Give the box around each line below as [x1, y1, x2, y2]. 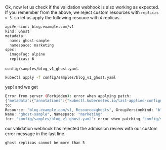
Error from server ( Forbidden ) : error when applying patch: [5, 94, 132, 99]
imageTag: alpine [9, 52, 45, 57]
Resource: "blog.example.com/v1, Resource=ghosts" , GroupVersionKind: [5, 107, 154, 112]
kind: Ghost [5, 29, 30, 34]
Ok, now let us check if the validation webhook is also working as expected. [5, 4, 160, 10]
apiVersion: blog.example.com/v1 [5, 24, 74, 29]
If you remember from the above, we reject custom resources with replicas [5, 9, 159, 15]
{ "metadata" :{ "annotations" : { [5, 98, 68, 103]
